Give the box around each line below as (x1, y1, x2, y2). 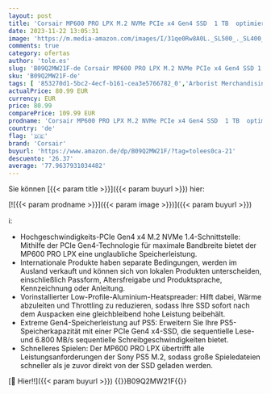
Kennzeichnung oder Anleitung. (19, 283, 126, 293)
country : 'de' (8, 124, 56, 132)
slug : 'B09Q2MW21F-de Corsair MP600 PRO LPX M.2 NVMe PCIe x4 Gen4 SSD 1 (8, 65, 262, 73)
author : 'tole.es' (8, 57, 70, 65)
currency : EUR (8, 94, 56, 103)
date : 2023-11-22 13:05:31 (8, 27, 99, 35)
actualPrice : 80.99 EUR (8, 86, 89, 95)
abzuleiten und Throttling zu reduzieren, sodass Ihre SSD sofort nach (19, 300, 250, 311)
